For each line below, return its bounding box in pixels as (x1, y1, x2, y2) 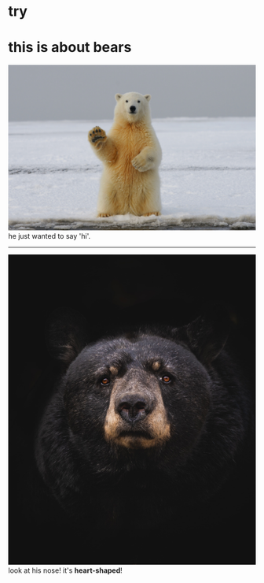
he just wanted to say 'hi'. (8, 231, 91, 240)
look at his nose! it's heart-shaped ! (8, 566, 123, 575)
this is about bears (8, 39, 132, 57)
